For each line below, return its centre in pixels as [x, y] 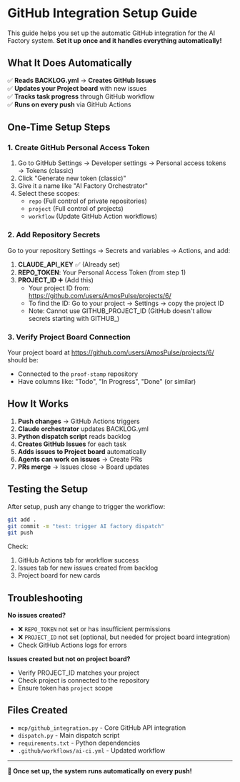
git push [20, 533]
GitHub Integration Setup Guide [102, 13]
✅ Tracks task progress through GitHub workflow [81, 96]
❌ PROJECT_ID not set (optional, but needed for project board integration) [124, 637]
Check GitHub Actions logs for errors [72, 645]
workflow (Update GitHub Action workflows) [93, 217]
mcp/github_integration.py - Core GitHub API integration [102, 728]
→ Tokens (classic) [45, 171]
